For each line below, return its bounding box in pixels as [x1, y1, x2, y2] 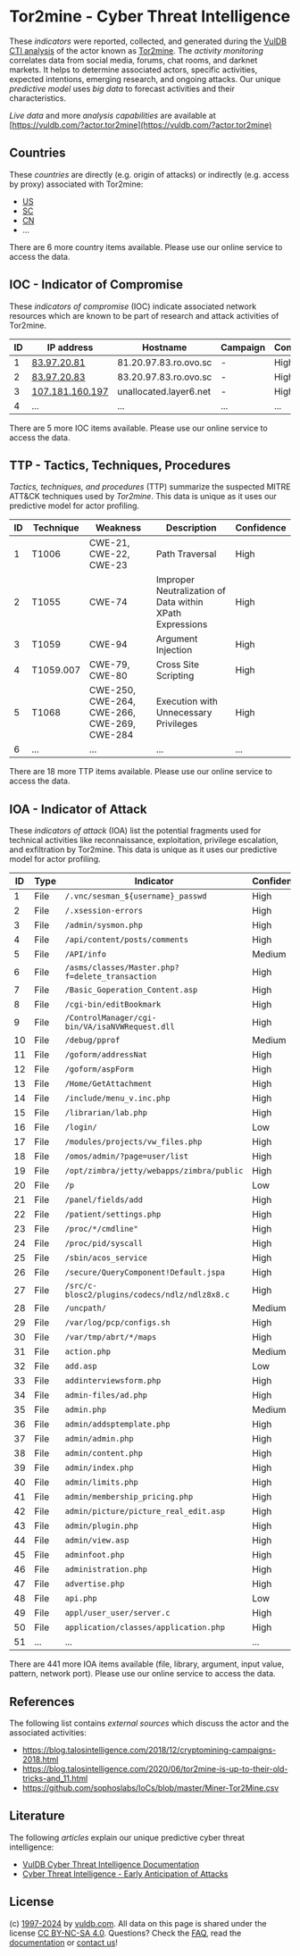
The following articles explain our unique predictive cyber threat [9, 1832, 246, 1843]
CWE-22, [88, 548, 130, 560]
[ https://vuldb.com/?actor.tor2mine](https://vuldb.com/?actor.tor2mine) [9, 119, 272, 130]
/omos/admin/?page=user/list [64, 1151, 189, 1162]
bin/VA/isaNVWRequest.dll [64, 1022, 176, 1032]
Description [165, 522, 217, 534]
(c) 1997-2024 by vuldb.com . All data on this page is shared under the [9, 1918, 267, 1928]
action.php [64, 1347, 112, 1357]
